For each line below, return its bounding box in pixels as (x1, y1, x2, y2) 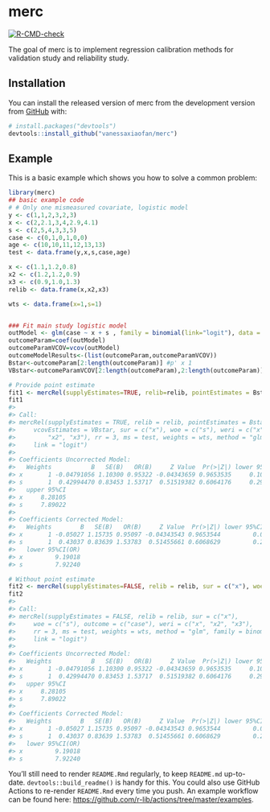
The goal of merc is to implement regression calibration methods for (8, 44, 234, 54)
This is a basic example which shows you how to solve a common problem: (8, 173, 257, 183)
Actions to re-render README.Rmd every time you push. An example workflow (8, 786, 259, 796)
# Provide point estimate (8, 381, 95, 389)
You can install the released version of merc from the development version (8, 97, 256, 107)
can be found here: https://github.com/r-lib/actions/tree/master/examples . (8, 795, 255, 805)
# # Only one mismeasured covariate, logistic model (8, 204, 189, 212)
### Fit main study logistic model (8, 321, 128, 330)
